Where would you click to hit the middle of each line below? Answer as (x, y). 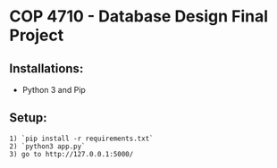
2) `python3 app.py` (48, 146)
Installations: (46, 68)
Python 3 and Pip (54, 90)
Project (37, 35)
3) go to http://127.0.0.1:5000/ (71, 154)
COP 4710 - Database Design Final (139, 17)
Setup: (28, 118)
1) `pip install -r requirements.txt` (81, 139)
